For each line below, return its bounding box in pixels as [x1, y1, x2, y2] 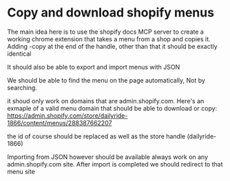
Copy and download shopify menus [7, 5, 215, 21]
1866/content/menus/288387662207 [7, 118, 112, 127]
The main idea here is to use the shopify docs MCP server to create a [7, 28, 205, 36]
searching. [7, 83, 38, 92]
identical [7, 50, 32, 58]
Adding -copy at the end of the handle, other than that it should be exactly [7, 42, 218, 50]
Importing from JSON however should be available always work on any [7, 153, 209, 161]
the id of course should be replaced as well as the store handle [7, 132, 186, 140]
